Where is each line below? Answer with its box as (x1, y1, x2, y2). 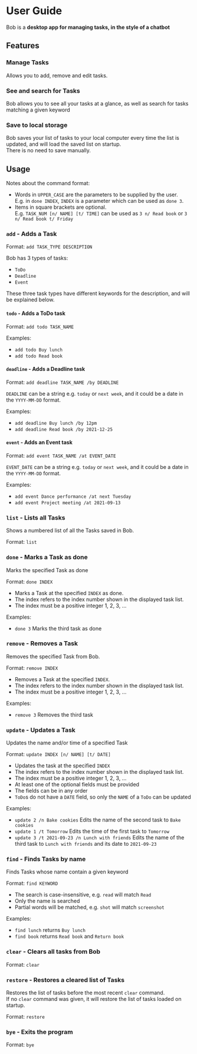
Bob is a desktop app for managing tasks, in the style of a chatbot (6, 24, 170, 31)
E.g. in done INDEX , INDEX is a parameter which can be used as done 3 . (14, 198, 184, 205)
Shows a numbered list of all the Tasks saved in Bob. (6, 527, 134, 534)
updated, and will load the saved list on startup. (6, 140, 122, 148)
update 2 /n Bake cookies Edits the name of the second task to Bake (14, 816, 181, 823)
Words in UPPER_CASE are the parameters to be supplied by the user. (14, 191, 178, 198)
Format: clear (6, 961, 40, 968)
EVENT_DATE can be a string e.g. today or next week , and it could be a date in (6, 463, 189, 470)
